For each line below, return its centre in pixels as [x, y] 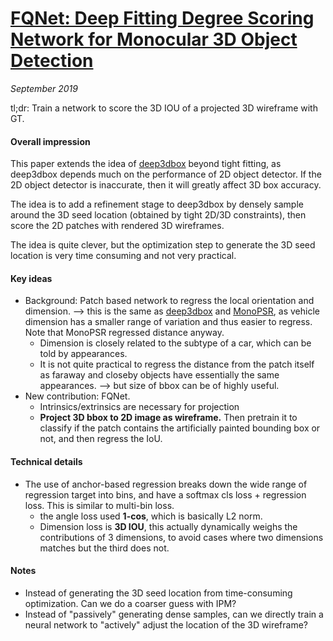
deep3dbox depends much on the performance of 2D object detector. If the [166, 174]
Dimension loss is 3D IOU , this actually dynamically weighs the [168, 526]
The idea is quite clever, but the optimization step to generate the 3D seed [163, 245]
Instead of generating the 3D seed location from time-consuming [158, 593]
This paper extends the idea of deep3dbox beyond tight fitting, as [146, 164]
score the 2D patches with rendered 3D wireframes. [117, 226]
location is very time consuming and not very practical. [123, 256]
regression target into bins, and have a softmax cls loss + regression [165, 494]
